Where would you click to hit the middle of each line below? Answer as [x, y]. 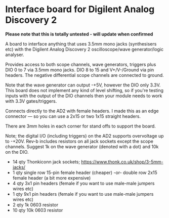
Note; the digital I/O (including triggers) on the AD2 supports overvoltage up [85, 136]
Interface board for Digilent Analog [80, 9]
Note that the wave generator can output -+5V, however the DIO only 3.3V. [83, 85]
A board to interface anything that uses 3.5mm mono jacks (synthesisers [81, 43]
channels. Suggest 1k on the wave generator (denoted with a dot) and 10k [82, 146]
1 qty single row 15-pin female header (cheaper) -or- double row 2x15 [85, 172]
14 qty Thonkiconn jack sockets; [46, 162]
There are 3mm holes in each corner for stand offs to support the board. [80, 126]
